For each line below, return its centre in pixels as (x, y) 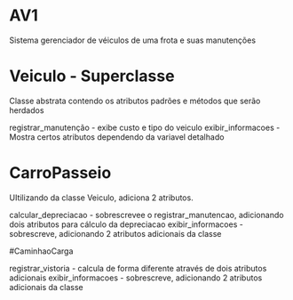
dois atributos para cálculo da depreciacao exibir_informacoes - (127, 224)
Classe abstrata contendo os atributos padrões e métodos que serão (135, 101)
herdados (27, 110)
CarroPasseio (60, 173)
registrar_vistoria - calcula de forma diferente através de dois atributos (138, 268)
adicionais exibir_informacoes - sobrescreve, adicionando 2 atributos (136, 278)
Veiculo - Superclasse (92, 76)
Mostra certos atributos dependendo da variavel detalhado (117, 137)
